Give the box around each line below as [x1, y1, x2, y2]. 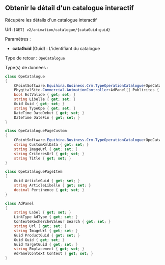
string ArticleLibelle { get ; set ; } [14, 183, 91, 188]
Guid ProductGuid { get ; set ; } [14, 233, 80, 238]
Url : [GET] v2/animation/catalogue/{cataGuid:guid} [5, 26, 110, 32]
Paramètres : [5, 36, 31, 42]
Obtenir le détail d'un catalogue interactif [5, 4, 134, 12]
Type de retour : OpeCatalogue [5, 55, 65, 61]
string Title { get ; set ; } [14, 156, 71, 161]
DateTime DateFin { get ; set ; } [14, 115, 80, 120]
